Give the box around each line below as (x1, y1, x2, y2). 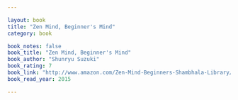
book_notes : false (7, 43, 62, 50)
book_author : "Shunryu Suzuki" (7, 56, 100, 63)
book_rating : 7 (7, 62, 52, 70)
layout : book (7, 16, 46, 23)
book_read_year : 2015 (7, 75, 72, 82)
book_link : (7, 69, 40, 76)
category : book (7, 30, 52, 37)
